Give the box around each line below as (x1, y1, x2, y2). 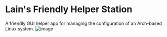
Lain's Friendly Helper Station (5, 4, 133, 15)
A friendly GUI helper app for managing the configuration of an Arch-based (5, 20, 162, 26)
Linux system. (5, 25, 34, 31)
